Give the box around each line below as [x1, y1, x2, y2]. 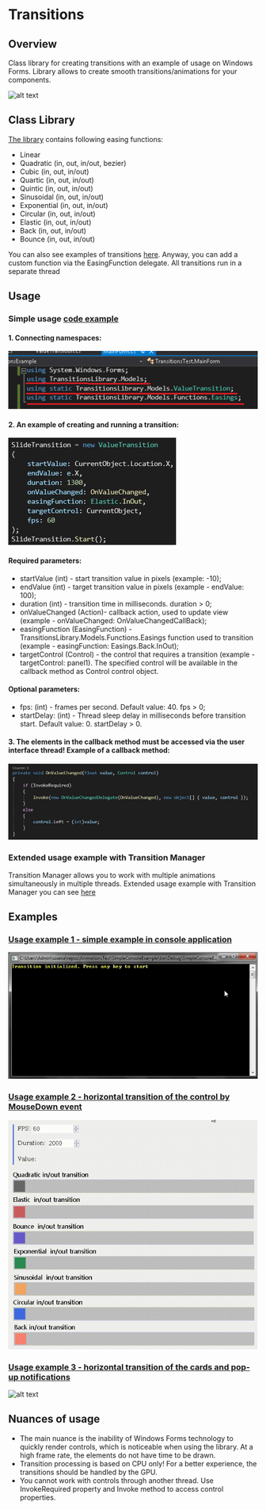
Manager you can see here [8, 887, 97, 896]
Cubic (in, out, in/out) [19, 167, 89, 176]
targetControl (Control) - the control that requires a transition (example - [19, 649, 256, 659]
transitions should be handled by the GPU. [19, 1467, 158, 1477]
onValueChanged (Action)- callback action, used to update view [19, 607, 229, 617]
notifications [20, 1371, 71, 1382]
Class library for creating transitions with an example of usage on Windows [8, 58, 253, 67]
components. [8, 75, 51, 84]
